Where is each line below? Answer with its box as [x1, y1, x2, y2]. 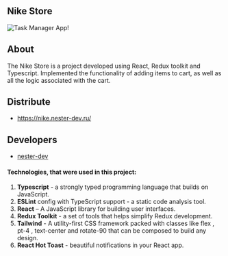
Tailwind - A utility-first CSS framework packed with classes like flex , [16, 219, 214, 228]
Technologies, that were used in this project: [7, 168, 137, 176]
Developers [7, 133, 58, 146]
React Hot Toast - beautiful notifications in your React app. [16, 241, 184, 249]
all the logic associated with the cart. [7, 76, 111, 84]
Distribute [7, 96, 51, 108]
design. [16, 234, 39, 242]
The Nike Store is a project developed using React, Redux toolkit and [7, 62, 201, 70]
